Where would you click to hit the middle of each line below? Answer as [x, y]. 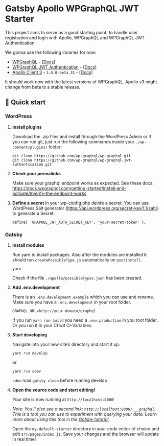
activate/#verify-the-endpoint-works [49, 193]
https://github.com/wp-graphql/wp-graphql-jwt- [83, 160]
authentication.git [32, 164]
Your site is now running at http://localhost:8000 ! [63, 399]
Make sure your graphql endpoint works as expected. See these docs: [83, 183]
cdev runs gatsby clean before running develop [60, 380]
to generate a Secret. [34, 213]
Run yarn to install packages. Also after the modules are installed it [79, 255]
